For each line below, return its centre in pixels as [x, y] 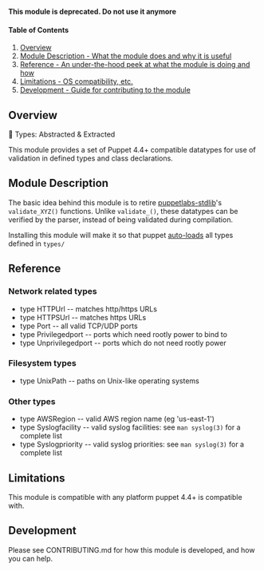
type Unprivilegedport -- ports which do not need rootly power [123, 343]
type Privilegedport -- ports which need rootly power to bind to [123, 334]
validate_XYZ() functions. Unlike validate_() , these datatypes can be [123, 211]
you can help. [31, 558]
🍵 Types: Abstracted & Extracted [62, 134]
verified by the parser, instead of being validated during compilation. [121, 220]
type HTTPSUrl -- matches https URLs [83, 317]
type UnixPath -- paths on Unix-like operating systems [109, 381]
